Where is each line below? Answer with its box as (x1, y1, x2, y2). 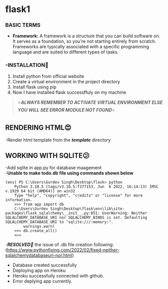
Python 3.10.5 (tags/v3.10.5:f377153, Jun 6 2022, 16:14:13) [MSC (14, 184, 158, 190)
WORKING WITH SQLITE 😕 (5, 151, 90, 160)
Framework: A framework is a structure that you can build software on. (12, 33, 160, 39)
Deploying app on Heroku (12, 267, 66, 273)
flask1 (5, 4, 30, 15)
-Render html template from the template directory (5, 137, 111, 143)
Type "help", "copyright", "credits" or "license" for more (14, 193, 143, 198)
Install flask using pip (12, 84, 57, 90)
